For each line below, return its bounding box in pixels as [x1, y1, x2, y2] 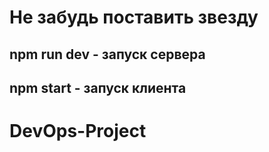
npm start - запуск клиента [9, 79, 187, 96]
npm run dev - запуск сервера [9, 46, 206, 63]
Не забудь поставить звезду [9, 6, 259, 29]
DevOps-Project [9, 120, 147, 143]
